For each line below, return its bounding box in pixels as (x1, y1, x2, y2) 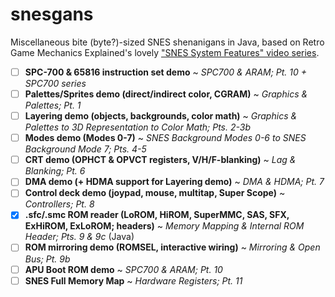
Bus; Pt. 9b (24, 253, 71, 265)
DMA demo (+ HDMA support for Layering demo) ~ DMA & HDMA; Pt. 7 (24, 176, 325, 188)
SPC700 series (24, 78, 87, 89)
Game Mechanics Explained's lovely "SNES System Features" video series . (10, 46, 320, 58)
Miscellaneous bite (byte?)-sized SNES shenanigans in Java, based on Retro (10, 36, 325, 48)
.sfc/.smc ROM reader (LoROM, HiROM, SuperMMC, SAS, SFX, (24, 209, 290, 221)
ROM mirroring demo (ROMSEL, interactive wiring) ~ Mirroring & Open (24, 241, 321, 253)
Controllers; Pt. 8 (24, 198, 95, 210)
